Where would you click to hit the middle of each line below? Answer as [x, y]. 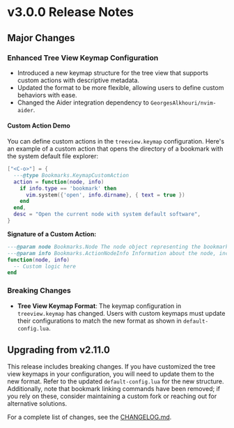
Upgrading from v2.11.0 [58, 350]
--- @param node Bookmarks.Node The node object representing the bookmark [118, 247]
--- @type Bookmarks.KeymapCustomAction [71, 175]
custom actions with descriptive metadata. [78, 80]
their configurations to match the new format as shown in [100, 321]
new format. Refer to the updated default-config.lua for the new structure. [116, 381]
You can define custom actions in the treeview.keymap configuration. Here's [116, 142]
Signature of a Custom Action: [52, 234]
